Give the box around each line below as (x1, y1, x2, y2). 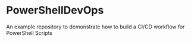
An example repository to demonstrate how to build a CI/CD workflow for (6, 23, 185, 30)
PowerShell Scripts (6, 29, 52, 36)
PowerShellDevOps (6, 4, 104, 17)
